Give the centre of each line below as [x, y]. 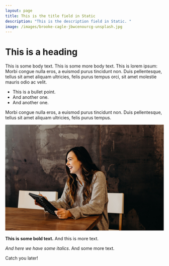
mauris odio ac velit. [26, 82]
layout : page [19, 11]
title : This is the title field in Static [50, 16]
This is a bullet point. [34, 92]
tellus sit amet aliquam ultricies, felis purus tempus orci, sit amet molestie [81, 77]
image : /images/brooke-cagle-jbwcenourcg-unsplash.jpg [64, 27]
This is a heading [41, 52]
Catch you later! [22, 258]
